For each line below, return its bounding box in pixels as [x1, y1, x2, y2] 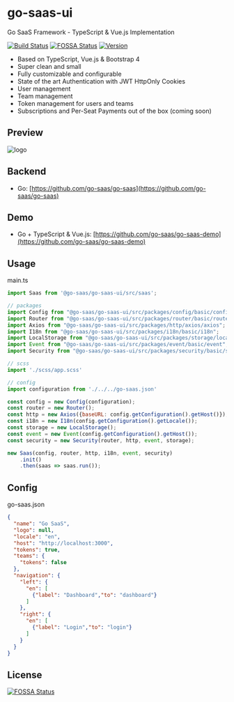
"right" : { [19, 611, 52, 618]
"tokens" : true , [13, 546, 61, 553]
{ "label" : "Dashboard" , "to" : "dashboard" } [32, 591, 157, 598]
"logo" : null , [13, 526, 54, 533]
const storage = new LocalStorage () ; [7, 424, 117, 431]
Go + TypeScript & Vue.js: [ [17, 230, 96, 238]
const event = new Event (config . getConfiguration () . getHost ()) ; [7, 430, 198, 437]
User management [17, 84, 71, 93]
